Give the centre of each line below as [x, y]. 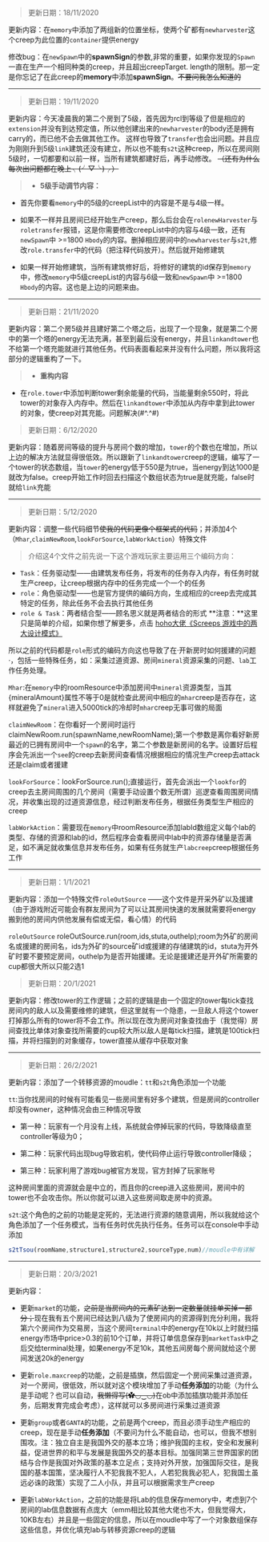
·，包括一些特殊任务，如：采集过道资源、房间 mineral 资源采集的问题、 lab [129, 660]
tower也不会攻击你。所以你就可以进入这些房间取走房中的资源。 [112, 1198]
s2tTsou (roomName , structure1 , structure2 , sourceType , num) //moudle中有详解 [131, 1250]
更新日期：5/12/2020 [62, 512]
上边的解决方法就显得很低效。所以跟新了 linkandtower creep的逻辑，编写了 [130, 457]
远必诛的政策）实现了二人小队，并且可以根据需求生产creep [117, 1482]
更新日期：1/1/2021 [59, 882]
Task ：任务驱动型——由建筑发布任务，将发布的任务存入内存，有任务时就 [139, 573]
